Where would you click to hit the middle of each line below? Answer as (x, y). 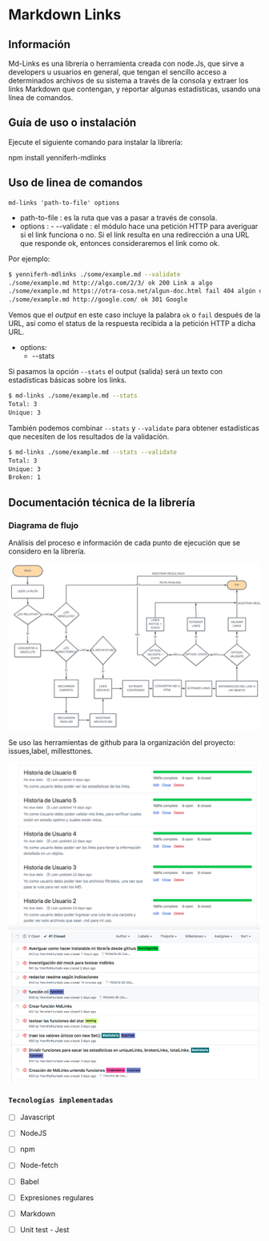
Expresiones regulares (57, 1197)
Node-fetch (39, 1165)
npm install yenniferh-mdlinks (57, 157)
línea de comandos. (41, 97)
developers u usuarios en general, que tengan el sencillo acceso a (117, 72)
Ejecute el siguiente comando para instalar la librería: (96, 142)
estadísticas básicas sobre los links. (68, 380)
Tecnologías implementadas (61, 1100)
